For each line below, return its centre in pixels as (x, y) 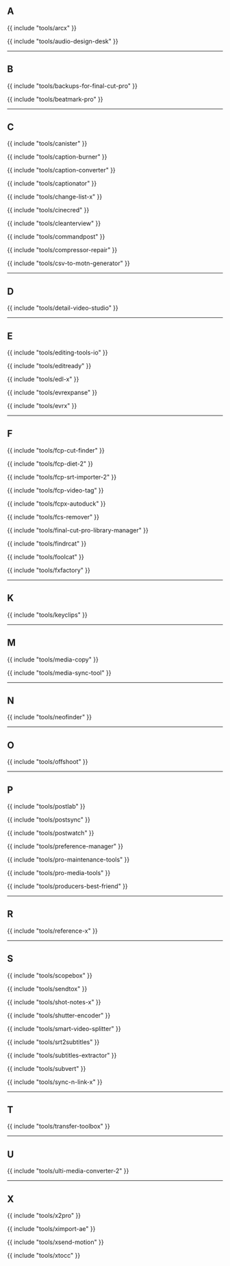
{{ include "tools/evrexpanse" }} (52, 393)
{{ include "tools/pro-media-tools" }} (59, 872)
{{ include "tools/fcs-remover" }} (53, 517)
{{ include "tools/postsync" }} (49, 819)
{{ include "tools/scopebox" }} (50, 975)
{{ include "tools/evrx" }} (42, 406)
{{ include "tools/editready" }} (49, 366)
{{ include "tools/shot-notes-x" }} (54, 1002)
